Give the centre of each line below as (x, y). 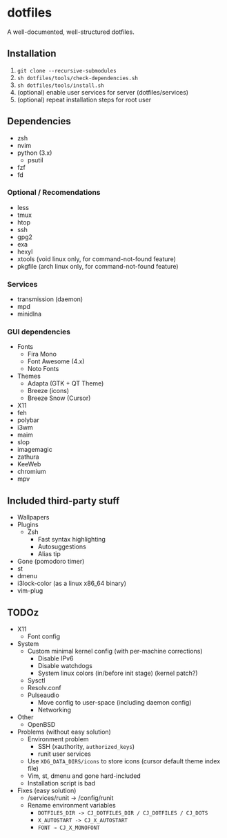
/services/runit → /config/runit (70, 798)
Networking (54, 710)
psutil (35, 160)
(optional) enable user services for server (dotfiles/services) (102, 92)
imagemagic (35, 450)
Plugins (28, 525)
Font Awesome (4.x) (56, 361)
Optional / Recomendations (54, 193)
